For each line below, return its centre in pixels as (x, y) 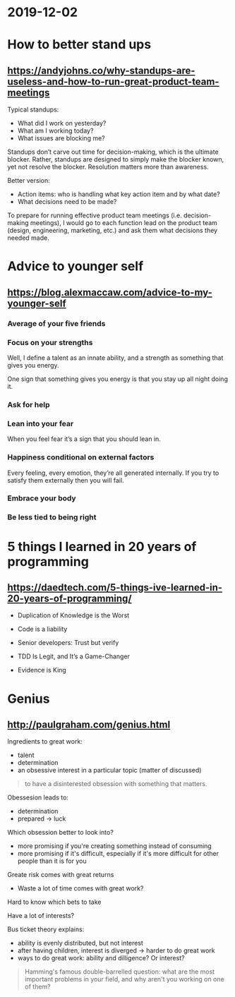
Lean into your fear (41, 423)
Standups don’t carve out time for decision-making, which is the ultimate (113, 152)
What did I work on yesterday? (62, 123)
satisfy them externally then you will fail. (66, 480)
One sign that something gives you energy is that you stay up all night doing (117, 379)
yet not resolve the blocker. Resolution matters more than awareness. (108, 167)
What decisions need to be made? (67, 202)
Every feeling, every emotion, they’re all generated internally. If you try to (113, 473)
